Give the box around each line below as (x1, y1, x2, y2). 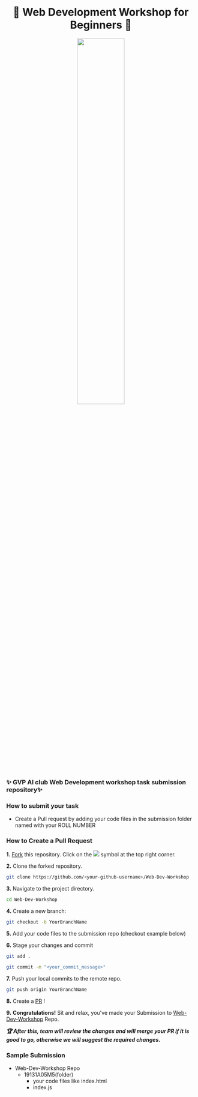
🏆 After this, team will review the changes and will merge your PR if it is (6, 1027, 190, 1035)
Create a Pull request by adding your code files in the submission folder (14, 816, 192, 823)
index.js (32, 1084, 52, 1091)
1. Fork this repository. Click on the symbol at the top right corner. (6, 851, 176, 858)
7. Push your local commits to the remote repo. (6, 975, 122, 982)
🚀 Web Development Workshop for (13, 5, 189, 19)
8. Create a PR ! (6, 997, 46, 1005)
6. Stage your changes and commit (6, 942, 93, 949)
